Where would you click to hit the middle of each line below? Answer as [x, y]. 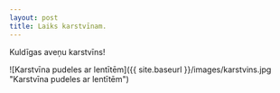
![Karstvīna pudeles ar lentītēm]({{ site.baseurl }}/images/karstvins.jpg [140, 70]
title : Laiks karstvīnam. [58, 26]
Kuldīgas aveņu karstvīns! [57, 51]
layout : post [34, 18]
